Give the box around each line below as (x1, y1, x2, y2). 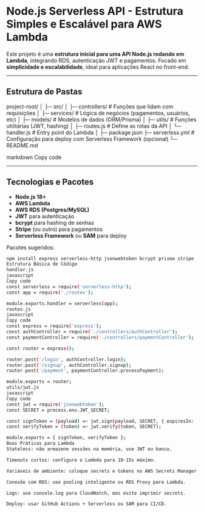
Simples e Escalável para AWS (6, 17, 162, 31)
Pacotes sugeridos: (6, 244, 55, 251)
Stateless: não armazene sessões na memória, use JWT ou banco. (6, 446, 172, 452)
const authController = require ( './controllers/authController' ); (6, 329, 178, 335)
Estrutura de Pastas (6, 87, 83, 97)
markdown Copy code (6, 154, 62, 161)
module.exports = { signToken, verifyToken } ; (6, 434, 126, 441)
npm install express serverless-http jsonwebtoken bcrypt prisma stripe (6, 255, 194, 261)
